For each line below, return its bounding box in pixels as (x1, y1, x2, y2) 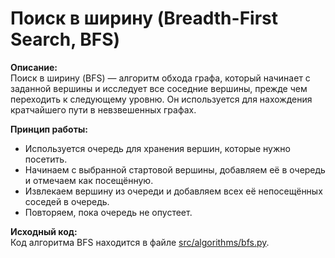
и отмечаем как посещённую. (24, 174, 154, 186)
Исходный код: (10, 225, 78, 237)
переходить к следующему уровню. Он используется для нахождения (10, 93, 313, 105)
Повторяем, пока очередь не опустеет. (24, 206, 193, 218)
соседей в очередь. (24, 195, 110, 207)
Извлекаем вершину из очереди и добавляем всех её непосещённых (24, 185, 323, 197)
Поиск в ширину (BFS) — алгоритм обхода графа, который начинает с (10, 72, 311, 84)
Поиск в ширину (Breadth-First (10, 7, 278, 30)
